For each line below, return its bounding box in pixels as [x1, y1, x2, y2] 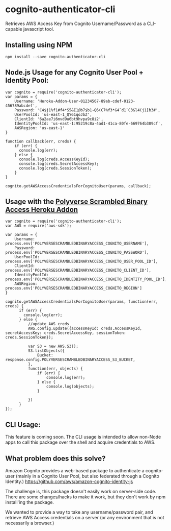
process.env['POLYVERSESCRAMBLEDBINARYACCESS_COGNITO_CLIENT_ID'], [5, 268, 152, 273]
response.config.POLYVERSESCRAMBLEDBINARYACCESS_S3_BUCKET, [5, 357, 136, 363]
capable [5, 26, 22, 32]
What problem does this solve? [5, 454, 106, 463]
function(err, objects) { [27, 366, 83, 371]
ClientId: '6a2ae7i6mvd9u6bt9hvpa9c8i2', [14, 116, 103, 122]
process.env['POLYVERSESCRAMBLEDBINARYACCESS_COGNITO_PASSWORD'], [5, 250, 149, 255]
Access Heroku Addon [5, 205, 78, 214]
